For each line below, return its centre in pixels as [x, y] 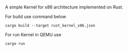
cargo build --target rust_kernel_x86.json [50, 25]
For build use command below [36, 16]
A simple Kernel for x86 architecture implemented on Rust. [64, 7]
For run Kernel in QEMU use [33, 35]
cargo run [15, 44]
